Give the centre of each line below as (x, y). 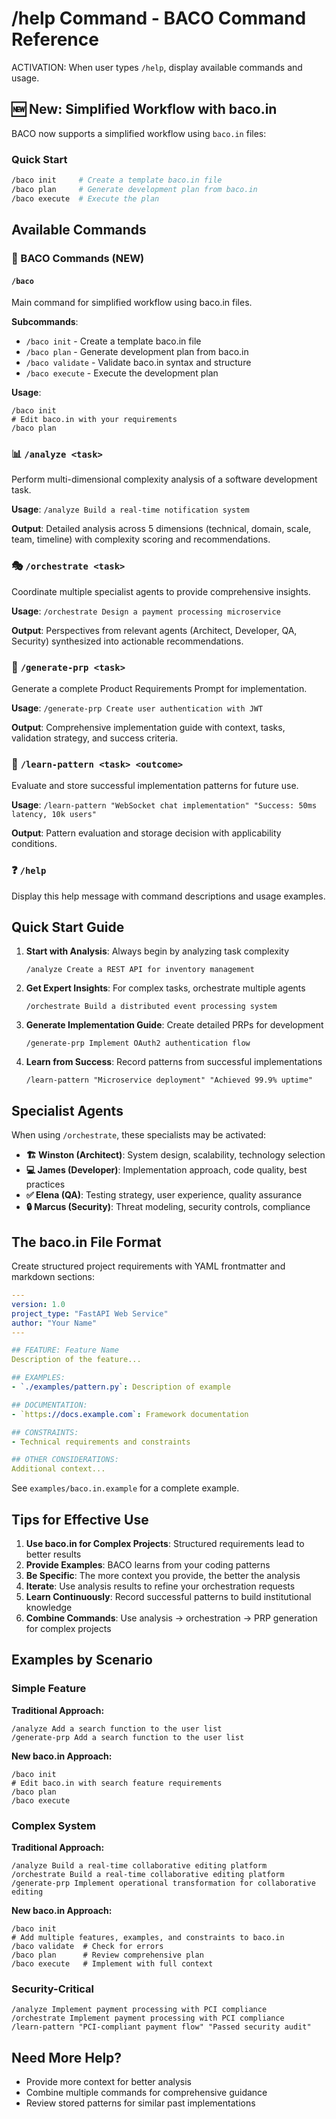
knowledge (49, 1608)
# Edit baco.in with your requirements (94, 420)
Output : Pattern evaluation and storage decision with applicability (146, 833)
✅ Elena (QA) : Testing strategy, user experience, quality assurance (164, 1195)
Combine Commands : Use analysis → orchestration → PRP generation (171, 1618)
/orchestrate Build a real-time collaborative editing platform (148, 1875)
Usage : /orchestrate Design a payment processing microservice (146, 611)
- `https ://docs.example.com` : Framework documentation (130, 1414)
